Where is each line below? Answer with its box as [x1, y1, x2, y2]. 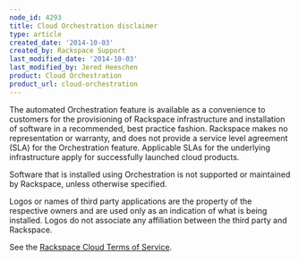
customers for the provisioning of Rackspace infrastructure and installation [9, 114, 286, 124]
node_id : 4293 [9, 13, 63, 22]
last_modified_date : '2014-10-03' [9, 55, 139, 63]
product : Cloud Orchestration [9, 72, 123, 80]
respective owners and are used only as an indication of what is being [9, 205, 268, 215]
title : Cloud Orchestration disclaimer [9, 21, 158, 30]
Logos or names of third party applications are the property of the [9, 196, 252, 206]
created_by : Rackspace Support [9, 46, 126, 55]
